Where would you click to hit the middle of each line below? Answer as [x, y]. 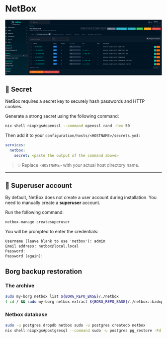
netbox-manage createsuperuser [38, 222]
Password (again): [24, 256]
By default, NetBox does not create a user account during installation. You [81, 198]
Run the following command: [34, 212]
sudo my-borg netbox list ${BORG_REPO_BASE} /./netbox [62, 296]
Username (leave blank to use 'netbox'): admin [55, 241]
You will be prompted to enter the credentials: [52, 232]
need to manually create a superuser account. [53, 203]
